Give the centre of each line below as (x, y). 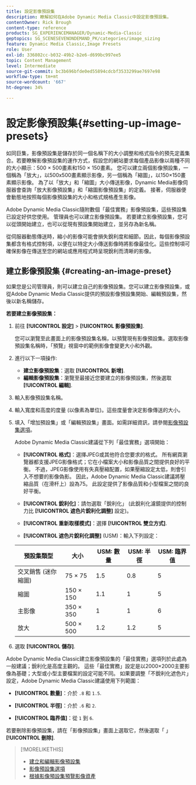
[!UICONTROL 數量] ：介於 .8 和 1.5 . (58, 693)
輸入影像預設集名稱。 (40, 397)
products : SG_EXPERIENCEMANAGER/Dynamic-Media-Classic (74, 33)
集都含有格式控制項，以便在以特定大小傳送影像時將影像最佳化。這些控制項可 (98, 244)
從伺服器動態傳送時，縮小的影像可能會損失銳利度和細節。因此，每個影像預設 (98, 236)
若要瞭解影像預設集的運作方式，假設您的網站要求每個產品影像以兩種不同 (103, 160)
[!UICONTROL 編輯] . (48, 385)
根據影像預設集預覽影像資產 (62, 776)
